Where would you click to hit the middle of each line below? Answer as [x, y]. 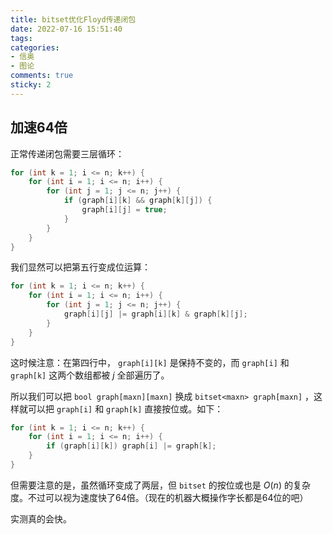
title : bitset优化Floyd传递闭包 [73, 19]
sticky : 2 [31, 85]
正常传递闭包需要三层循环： [67, 153]
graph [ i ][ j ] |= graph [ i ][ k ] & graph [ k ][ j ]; [155, 314]
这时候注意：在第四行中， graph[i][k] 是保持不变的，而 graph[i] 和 [150, 362]
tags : [21, 38]
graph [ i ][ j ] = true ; [124, 210]
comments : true [42, 76]
